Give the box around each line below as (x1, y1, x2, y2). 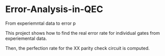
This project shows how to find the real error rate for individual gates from (5, 30, 160, 36)
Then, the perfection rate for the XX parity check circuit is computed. (5, 45, 150, 51)
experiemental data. (5, 35, 47, 41)
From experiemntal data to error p (5, 20, 76, 26)
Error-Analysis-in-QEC (5, 4, 103, 15)
